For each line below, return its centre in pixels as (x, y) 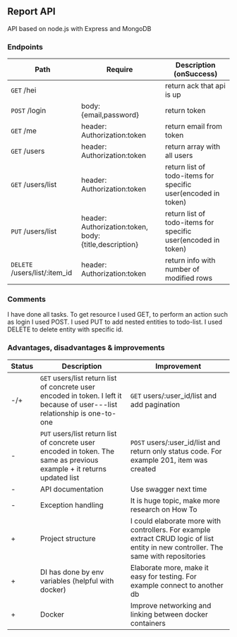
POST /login (29, 111)
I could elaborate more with (175, 521)
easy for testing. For (164, 576)
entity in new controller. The (177, 547)
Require (120, 70)
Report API (31, 12)
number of (182, 269)
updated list (60, 478)
